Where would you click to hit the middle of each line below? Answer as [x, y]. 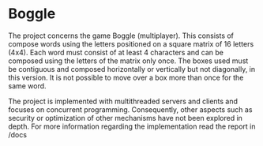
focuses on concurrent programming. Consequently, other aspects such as [130, 109]
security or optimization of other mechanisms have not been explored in [126, 118]
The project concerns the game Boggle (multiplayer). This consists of [121, 36]
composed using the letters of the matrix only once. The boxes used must [128, 61]
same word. [27, 86]
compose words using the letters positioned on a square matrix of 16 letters [131, 43]
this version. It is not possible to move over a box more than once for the [126, 77]
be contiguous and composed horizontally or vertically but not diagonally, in [132, 69]
